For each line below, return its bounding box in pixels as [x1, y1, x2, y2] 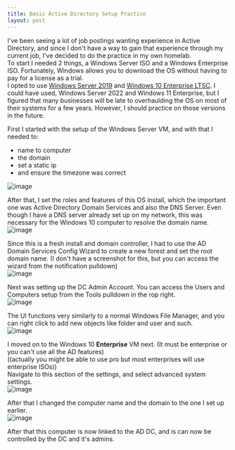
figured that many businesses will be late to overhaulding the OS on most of [7, 96, 227, 104]
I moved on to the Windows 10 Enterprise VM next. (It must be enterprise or [7, 339, 227, 349]
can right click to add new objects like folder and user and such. [7, 318, 193, 327]
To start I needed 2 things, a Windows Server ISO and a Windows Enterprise [7, 58, 229, 67]
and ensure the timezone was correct [17, 168, 127, 177]
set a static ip [17, 161, 57, 169]
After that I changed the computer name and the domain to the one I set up [7, 399, 224, 407]
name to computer [17, 146, 72, 154]
